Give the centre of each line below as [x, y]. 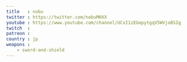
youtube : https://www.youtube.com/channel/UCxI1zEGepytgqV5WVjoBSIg [94, 22]
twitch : [18, 28]
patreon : [18, 34]
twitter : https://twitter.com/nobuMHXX [57, 17]
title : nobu [25, 12]
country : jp [22, 39]
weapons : [18, 45]
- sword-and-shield [41, 50]
